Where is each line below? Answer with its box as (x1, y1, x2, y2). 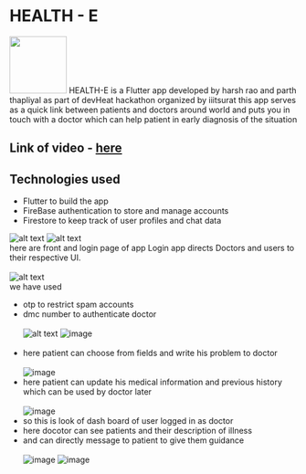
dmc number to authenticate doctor (22, 309, 157, 320)
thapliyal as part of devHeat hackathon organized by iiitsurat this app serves (9, 94, 297, 105)
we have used (9, 281, 62, 292)
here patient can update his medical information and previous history (22, 376, 283, 388)
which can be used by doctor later (22, 386, 153, 397)
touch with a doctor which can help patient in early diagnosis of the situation (9, 113, 298, 124)
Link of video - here (9, 141, 122, 156)
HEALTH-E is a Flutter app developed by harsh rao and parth (68, 84, 297, 96)
